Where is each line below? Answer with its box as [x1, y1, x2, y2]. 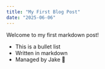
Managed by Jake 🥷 [15, 56, 66, 63]
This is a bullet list [15, 43, 61, 50]
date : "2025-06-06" [6, 15, 56, 21]
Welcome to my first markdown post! [6, 31, 100, 38]
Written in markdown [15, 49, 68, 56]
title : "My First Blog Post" [6, 8, 81, 15]
